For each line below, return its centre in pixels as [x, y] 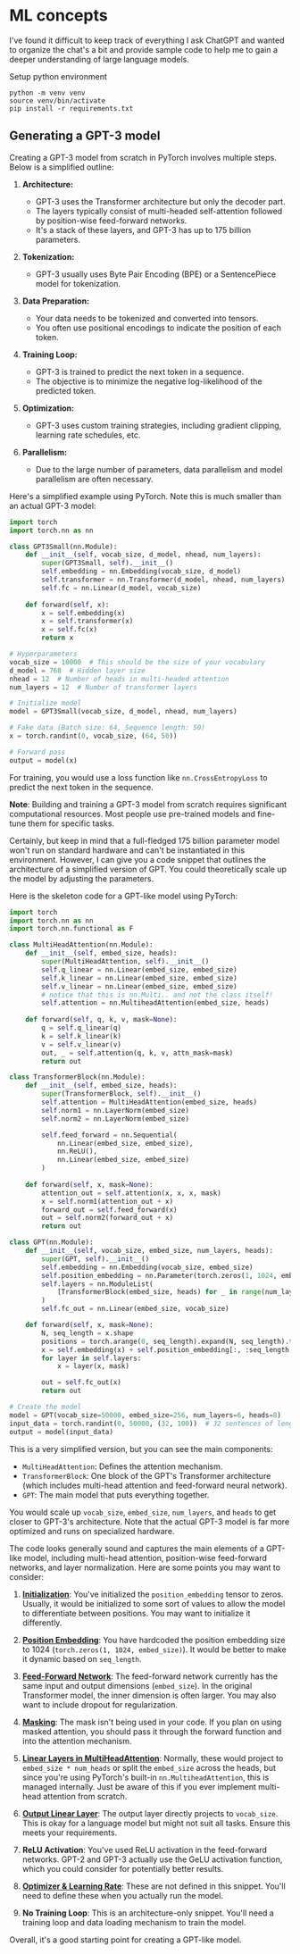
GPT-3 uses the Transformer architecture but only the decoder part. [160, 201]
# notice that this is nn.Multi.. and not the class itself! [158, 995]
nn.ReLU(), [77, 1152]
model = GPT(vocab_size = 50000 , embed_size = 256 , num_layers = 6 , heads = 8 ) [145, 1415]
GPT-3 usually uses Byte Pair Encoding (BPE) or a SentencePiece [156, 274]
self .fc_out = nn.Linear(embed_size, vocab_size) [135, 1309]
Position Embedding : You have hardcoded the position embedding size [154, 1640]
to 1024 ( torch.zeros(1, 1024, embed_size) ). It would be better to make [154, 1649]
